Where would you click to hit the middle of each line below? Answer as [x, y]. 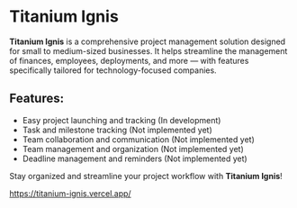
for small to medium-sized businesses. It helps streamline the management [148, 50]
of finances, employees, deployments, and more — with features [129, 60]
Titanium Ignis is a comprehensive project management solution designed [148, 41]
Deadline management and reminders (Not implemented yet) [135, 158]
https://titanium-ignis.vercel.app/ [71, 193]
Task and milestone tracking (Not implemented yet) [117, 130]
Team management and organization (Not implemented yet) [133, 149]
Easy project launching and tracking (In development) [121, 120]
